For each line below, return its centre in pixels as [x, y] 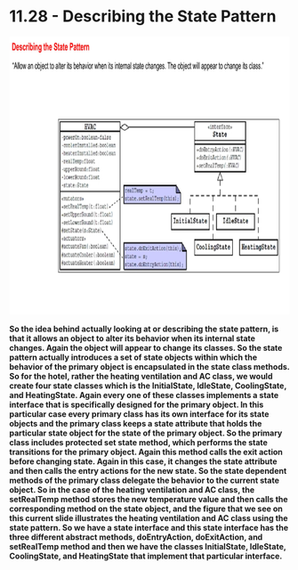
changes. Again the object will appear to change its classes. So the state [146, 347]
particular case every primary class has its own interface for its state [139, 414]
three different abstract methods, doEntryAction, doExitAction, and [136, 537]
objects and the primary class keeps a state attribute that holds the [136, 423]
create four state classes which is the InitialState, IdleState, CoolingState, [148, 386]
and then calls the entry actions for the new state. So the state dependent [148, 470]
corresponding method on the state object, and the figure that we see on [146, 509]
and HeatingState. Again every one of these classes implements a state [144, 395]
